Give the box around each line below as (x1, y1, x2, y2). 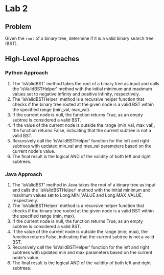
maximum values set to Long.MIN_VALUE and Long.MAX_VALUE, (12, 192, 143, 198)
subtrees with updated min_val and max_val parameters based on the (12, 143, 152, 149)
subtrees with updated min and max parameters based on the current (12, 249, 153, 255)
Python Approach (5, 69, 48, 76)
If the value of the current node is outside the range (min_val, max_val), (12, 122, 155, 128)
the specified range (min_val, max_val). (12, 106, 91, 113)
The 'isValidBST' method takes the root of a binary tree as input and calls (12, 80, 160, 86)
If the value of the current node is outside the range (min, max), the (12, 229, 148, 234)
